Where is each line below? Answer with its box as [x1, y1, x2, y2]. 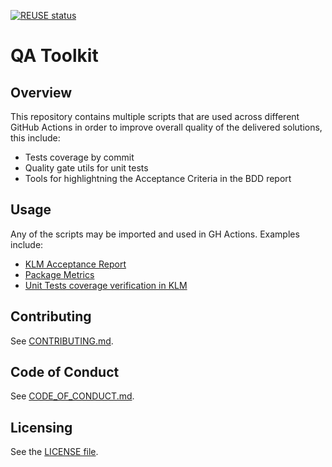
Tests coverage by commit [24, 151, 135, 163]
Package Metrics [24, 268, 95, 280]
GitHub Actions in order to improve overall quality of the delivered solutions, [10, 121, 323, 133]
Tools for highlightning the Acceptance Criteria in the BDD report [24, 173, 292, 184]
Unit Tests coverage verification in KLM [24, 279, 188, 291]
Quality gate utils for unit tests [24, 162, 149, 174]
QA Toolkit [10, 45, 99, 67]
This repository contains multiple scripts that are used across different [10, 111, 300, 122]
